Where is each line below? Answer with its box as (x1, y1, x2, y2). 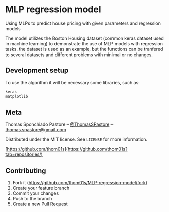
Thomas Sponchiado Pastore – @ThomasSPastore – (5, 121, 114, 127)
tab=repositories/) (5, 151, 43, 157)
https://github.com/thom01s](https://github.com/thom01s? (7, 146, 128, 152)
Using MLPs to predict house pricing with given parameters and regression (5, 20, 161, 26)
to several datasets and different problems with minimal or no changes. (5, 51, 153, 58)
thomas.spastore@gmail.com (5, 127, 66, 133)
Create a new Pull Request (12, 201, 68, 207)
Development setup (5, 66, 69, 75)
